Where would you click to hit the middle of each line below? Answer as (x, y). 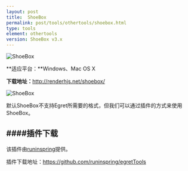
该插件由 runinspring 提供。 (39, 149)
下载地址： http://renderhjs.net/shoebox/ (56, 81)
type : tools (21, 28)
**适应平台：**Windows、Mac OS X (51, 69)
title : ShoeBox (26, 17)
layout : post (22, 12)
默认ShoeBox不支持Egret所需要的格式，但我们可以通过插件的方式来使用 (94, 105)
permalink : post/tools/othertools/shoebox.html (67, 23)
